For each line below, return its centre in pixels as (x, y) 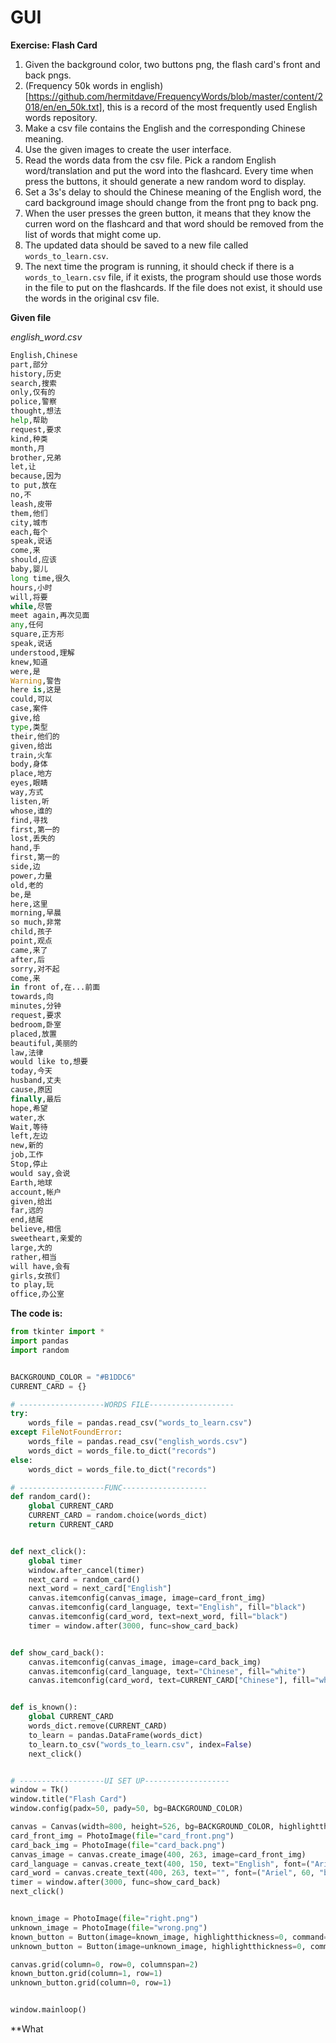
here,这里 (29, 904)
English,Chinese (44, 355)
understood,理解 (42, 652)
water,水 (27, 1117)
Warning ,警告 (36, 681)
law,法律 (27, 1052)
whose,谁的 (31, 811)
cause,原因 (31, 1090)
